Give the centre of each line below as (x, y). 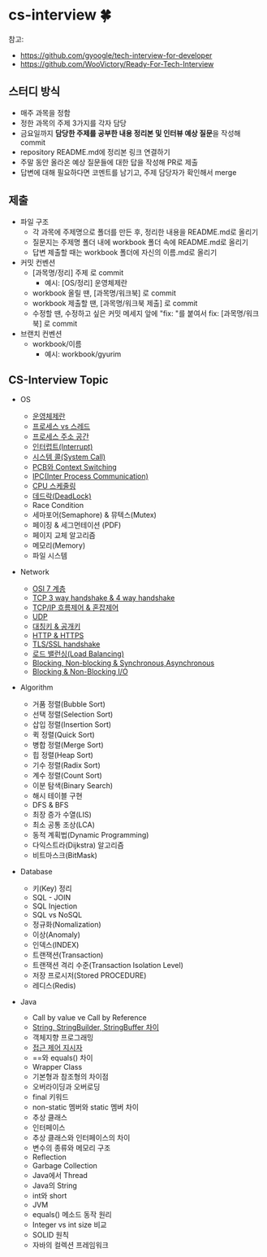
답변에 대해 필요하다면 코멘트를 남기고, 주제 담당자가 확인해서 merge (128, 172)
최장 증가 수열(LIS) (62, 815)
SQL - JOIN (52, 898)
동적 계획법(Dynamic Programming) (90, 835)
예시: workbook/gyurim (83, 354)
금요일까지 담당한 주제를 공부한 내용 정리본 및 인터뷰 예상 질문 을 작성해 (130, 133)
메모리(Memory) (59, 545)
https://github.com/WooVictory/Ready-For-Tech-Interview (117, 64)
